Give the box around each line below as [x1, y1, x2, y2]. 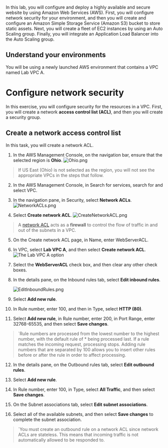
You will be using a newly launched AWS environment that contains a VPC [6, 64, 158, 70]
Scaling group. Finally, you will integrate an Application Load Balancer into [6, 31, 159, 37]
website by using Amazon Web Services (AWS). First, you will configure [6, 10, 154, 16]
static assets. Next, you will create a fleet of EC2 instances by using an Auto [6, 26, 163, 32]
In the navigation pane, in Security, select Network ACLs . [13, 197, 132, 203]
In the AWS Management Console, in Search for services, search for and [13, 182, 163, 188]
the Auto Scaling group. [6, 36, 55, 42]
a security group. [6, 114, 41, 120]
